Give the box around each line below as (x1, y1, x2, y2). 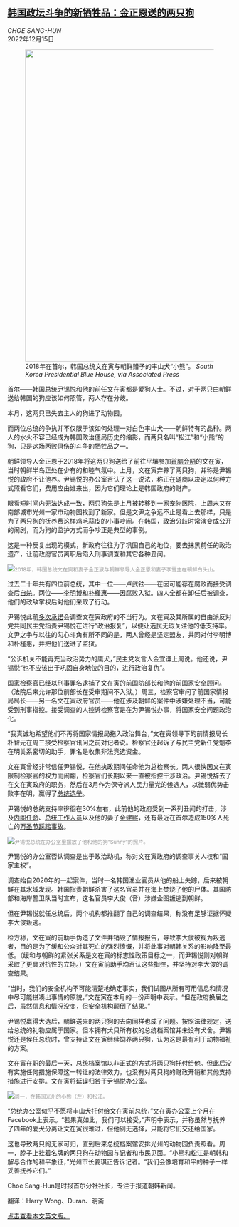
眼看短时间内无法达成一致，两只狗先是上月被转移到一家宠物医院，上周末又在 (7, 499, 232, 507)
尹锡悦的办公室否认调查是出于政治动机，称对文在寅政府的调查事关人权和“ (7, 852, 223, 860)
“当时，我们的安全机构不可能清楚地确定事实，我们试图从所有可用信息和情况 (7, 984, 229, 992)
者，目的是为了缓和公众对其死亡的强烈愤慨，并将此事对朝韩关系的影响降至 (7, 942, 225, 950)
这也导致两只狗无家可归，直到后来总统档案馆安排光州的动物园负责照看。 (7, 1139, 219, 1148)
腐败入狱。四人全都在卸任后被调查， (125, 588, 232, 597)
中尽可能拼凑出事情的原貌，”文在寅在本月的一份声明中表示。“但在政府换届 (7, 992, 222, 1001)
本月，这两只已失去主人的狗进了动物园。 (7, 409, 126, 417)
